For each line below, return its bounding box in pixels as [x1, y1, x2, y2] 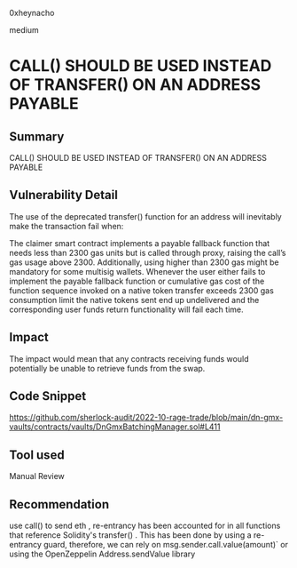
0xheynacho [9, 8, 55, 18]
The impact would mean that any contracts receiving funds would [9, 353, 249, 364]
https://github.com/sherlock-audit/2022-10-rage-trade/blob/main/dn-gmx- [9, 412, 284, 423]
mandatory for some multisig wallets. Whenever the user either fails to [9, 266, 266, 276]
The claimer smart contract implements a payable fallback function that [9, 237, 270, 248]
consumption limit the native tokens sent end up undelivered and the [9, 294, 260, 305]
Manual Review [9, 471, 65, 482]
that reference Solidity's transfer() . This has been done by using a [9, 530, 252, 540]
